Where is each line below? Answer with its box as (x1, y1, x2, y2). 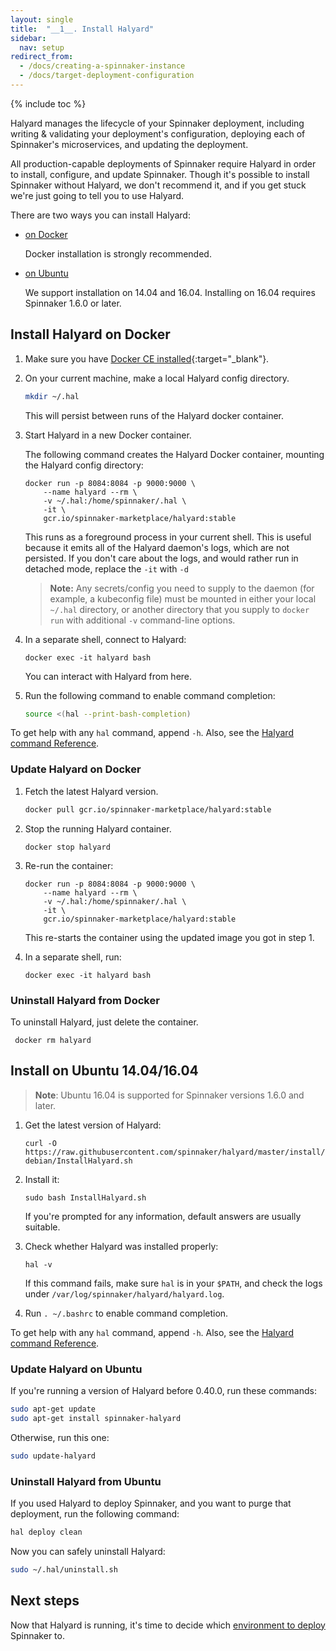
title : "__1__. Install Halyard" (10, 24, 155, 34)
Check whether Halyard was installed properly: (24, 1240, 219, 1252)
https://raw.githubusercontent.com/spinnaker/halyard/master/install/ (24, 1147, 326, 1157)
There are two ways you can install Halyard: (10, 209, 191, 221)
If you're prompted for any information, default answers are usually (24, 1210, 302, 1222)
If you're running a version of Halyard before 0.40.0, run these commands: (10, 1385, 317, 1397)
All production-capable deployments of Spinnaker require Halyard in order (10, 157, 317, 170)
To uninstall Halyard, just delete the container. (10, 1016, 199, 1028)
